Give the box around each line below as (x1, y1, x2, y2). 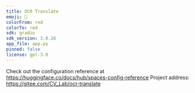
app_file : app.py (6, 41, 49, 47)
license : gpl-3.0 (6, 52, 49, 58)
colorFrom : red (6, 19, 43, 25)
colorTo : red (6, 24, 38, 31)
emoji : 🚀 (6, 14, 28, 20)
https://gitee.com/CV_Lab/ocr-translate (6, 80, 101, 87)
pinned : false (6, 46, 41, 52)
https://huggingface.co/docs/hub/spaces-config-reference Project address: (6, 74, 190, 81)
